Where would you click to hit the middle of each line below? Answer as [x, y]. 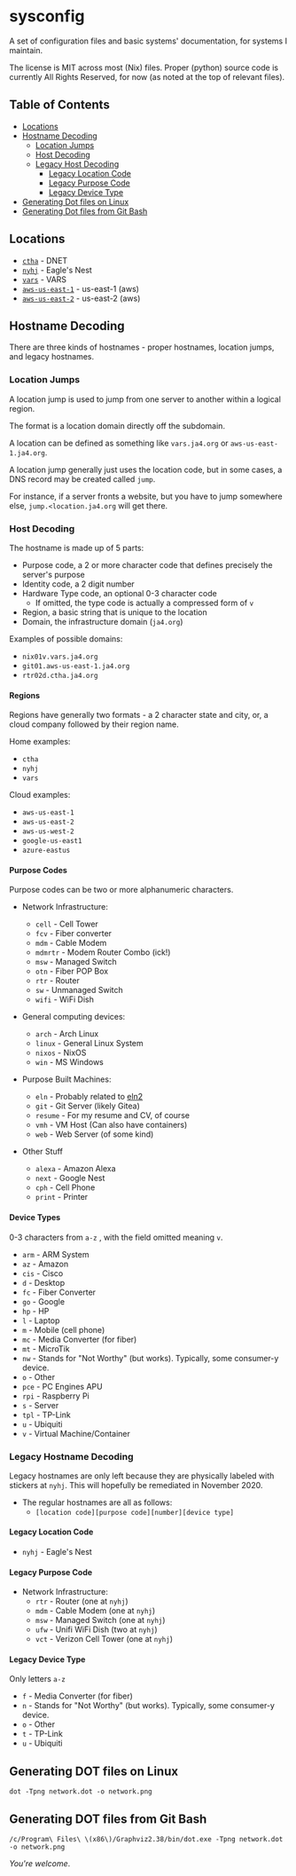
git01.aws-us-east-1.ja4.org [76, 666]
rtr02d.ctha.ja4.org [60, 675]
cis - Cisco [43, 1273]
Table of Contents [60, 105]
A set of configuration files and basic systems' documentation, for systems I [148, 41]
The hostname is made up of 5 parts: [77, 548]
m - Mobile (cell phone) [63, 1329]
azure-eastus [46, 851]
